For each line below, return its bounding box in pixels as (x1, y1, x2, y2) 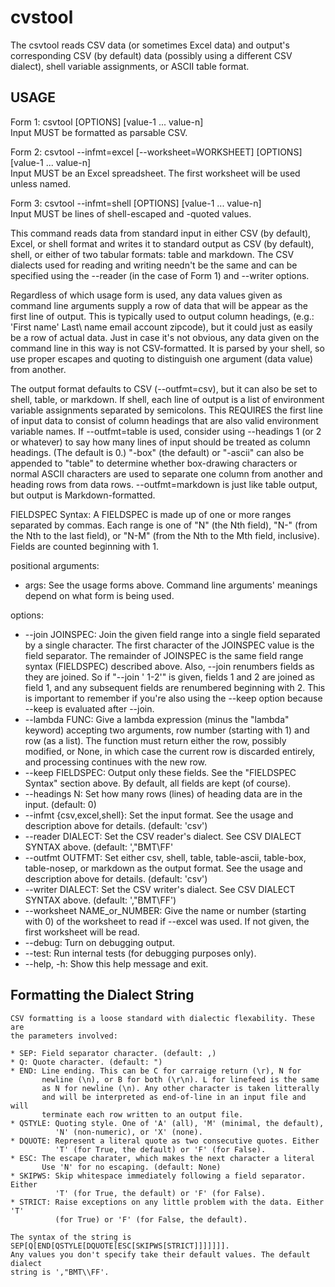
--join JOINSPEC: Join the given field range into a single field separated (24, 628, 321, 640)
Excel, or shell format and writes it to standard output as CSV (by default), (10, 237, 315, 250)
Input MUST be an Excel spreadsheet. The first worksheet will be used (10, 167, 301, 179)
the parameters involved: (10, 1031, 118, 1041)
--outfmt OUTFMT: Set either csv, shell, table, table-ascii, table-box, (24, 851, 307, 863)
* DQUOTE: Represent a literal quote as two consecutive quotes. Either (10, 1136, 320, 1146)
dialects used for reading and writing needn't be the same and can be (10, 259, 298, 271)
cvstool (10, 6, 74, 29)
